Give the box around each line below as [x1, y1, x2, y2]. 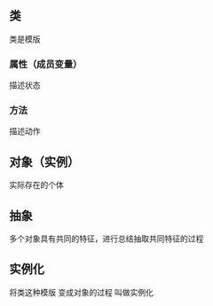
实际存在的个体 [9, 180, 64, 191]
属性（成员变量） [9, 58, 83, 70]
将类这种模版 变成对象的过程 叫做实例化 [9, 286, 154, 297]
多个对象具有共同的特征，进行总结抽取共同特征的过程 [9, 233, 204, 244]
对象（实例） [9, 154, 80, 169]
